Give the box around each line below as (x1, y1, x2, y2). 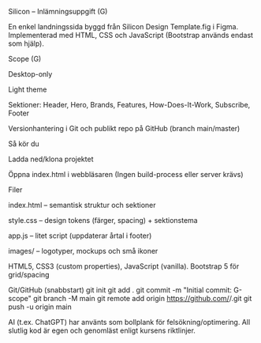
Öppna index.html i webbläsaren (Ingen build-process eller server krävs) (8, 170, 244, 179)
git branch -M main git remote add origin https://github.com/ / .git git (32, 294, 252, 303)
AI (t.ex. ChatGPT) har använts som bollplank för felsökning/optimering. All (8, 318, 251, 326)
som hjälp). (8, 39, 45, 48)
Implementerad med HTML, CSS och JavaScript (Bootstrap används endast (8, 31, 254, 40)
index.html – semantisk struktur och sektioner (8, 201, 156, 209)
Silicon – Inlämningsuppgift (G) (8, 7, 108, 16)
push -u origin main (8, 302, 73, 311)
